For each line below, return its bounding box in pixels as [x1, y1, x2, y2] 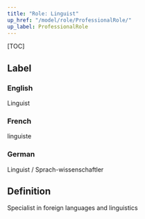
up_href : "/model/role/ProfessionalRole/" [7, 17, 132, 24]
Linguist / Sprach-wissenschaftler [7, 165, 104, 174]
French [7, 116, 32, 126]
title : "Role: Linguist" [7, 10, 79, 17]
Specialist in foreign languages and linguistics [7, 204, 138, 212]
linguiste [7, 132, 32, 140]
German [7, 149, 35, 159]
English [7, 83, 33, 92]
